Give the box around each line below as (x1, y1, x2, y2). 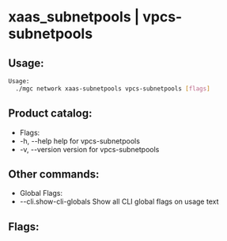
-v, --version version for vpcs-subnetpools (19, 144, 160, 154)
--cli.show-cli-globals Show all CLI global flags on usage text (19, 197, 219, 206)
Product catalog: (8, 107, 93, 120)
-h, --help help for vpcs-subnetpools (19, 136, 141, 146)
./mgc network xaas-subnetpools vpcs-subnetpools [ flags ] (15, 84, 211, 93)
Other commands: (8, 167, 100, 181)
